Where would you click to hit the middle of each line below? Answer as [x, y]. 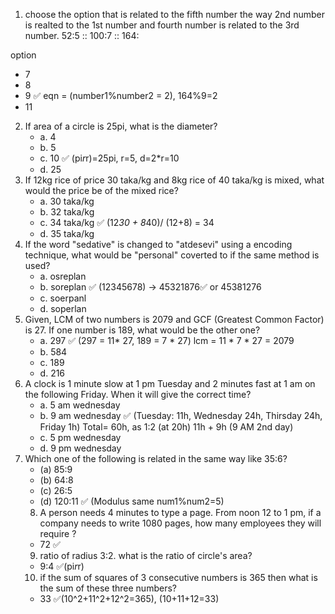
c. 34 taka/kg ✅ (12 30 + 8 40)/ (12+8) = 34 [127, 222]
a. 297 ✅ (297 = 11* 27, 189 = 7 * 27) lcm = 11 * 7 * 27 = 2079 [167, 340]
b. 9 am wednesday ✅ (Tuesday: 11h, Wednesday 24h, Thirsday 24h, [181, 415]
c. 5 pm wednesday [80, 437]
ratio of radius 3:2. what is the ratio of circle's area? [146, 555]
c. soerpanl [63, 298]
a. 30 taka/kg [67, 201]
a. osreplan [63, 276]
